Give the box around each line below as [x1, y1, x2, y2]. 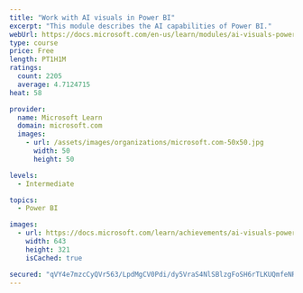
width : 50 [32, 146, 70, 155]
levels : [9, 171, 39, 180]
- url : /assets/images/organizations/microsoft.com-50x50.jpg [25, 138, 264, 147]
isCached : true [25, 253, 83, 262]
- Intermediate [17, 179, 75, 189]
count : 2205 [17, 72, 63, 81]
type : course [9, 38, 59, 48]
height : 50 [32, 155, 75, 164]
